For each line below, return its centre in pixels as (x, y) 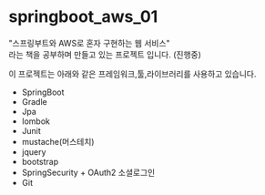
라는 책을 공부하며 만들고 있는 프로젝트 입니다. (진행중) (105, 54)
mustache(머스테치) (58, 141)
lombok (36, 121)
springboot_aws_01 (83, 17)
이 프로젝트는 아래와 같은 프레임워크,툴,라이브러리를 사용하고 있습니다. (132, 74)
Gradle (34, 101)
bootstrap (40, 161)
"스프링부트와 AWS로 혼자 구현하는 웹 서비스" (89, 43)
